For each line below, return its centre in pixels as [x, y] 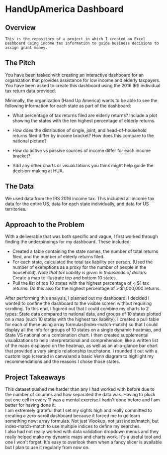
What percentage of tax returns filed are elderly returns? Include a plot [85, 115]
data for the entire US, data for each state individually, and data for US [77, 204]
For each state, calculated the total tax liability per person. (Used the [83, 262]
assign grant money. [27, 48]
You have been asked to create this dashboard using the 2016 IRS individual [83, 85]
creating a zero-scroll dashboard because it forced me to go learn [73, 416]
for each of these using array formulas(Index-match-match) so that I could [82, 325]
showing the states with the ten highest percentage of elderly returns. [84, 120]
